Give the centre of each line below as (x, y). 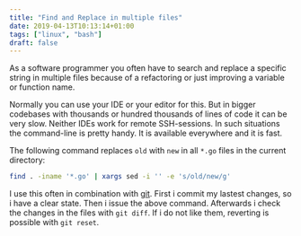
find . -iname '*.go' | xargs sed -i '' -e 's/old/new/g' (120, 177)
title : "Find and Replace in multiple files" (96, 17)
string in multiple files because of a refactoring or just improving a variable (147, 78)
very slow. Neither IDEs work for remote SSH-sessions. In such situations (145, 124)
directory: (27, 160)
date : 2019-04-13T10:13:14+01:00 (72, 26)
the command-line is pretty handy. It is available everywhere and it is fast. (146, 133)
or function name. (42, 87)
